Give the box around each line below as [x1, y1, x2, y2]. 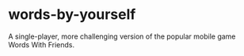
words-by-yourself [8, 6, 136, 24]
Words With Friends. [8, 39, 75, 49]
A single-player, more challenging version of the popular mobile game [8, 32, 236, 41]
